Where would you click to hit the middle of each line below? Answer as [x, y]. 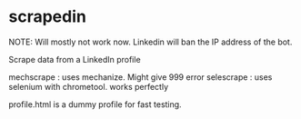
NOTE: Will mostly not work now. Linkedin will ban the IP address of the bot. [150, 42]
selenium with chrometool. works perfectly [89, 86]
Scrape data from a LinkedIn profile [75, 59]
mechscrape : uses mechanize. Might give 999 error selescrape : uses [140, 77]
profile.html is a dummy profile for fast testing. [95, 104]
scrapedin [48, 17]
